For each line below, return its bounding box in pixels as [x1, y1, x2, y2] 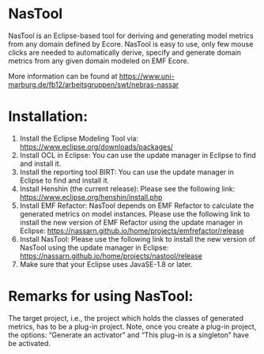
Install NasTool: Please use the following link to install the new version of [19, 234, 255, 243]
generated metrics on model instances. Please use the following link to [19, 209, 251, 218]
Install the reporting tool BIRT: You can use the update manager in [19, 167, 235, 176]
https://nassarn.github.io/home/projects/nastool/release [19, 250, 203, 261]
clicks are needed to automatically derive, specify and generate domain [8, 47, 242, 57]
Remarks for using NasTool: [8, 288, 194, 305]
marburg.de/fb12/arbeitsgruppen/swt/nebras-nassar [8, 80, 179, 89]
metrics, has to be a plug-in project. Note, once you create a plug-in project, [8, 322, 257, 331]
